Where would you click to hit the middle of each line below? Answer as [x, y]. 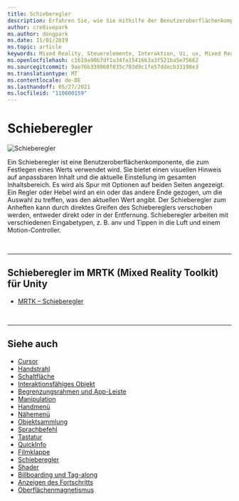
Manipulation [37, 399]
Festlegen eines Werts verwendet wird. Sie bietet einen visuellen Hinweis [115, 170]
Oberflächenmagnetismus [56, 490]
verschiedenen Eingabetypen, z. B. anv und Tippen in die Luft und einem [114, 223]
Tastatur [30, 437]
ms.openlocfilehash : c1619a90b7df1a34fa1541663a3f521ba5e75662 [103, 60]
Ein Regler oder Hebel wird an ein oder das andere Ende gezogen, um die [115, 192]
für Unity [27, 284]
